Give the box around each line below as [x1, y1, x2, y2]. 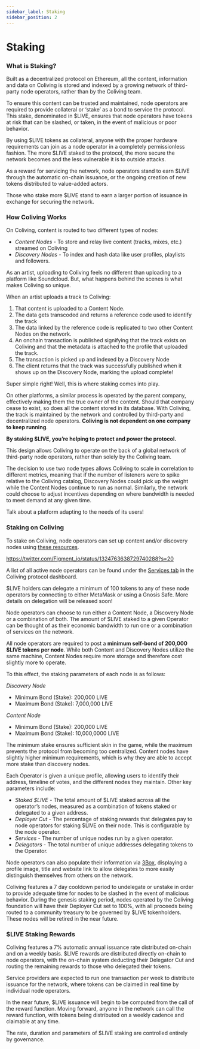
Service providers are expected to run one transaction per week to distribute [6, 974, 195, 981]
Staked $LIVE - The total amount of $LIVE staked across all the [14, 796, 170, 803]
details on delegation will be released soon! [6, 597, 113, 604]
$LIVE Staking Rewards [6, 930, 76, 938]
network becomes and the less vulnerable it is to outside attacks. [6, 155, 166, 162]
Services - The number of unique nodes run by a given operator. [14, 834, 174, 842]
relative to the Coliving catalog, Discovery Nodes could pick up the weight [6, 478, 189, 485]
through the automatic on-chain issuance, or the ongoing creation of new [6, 173, 187, 180]
